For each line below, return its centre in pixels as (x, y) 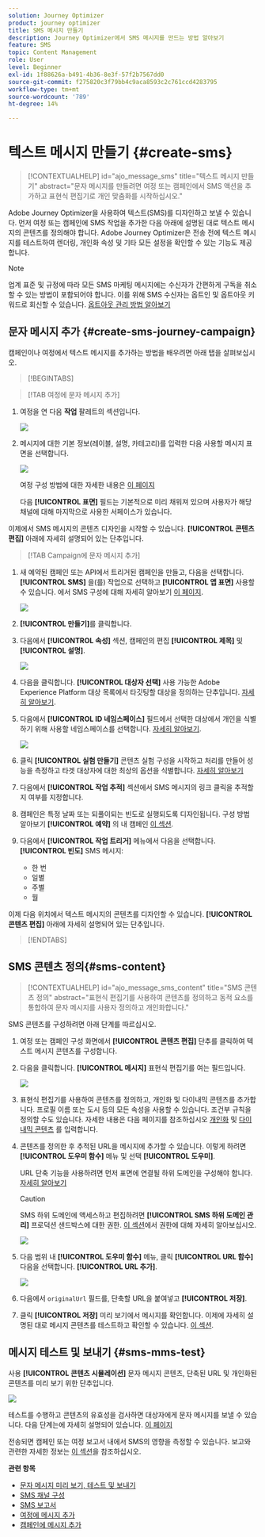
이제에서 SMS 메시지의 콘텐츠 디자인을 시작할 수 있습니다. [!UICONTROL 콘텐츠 (131, 528)
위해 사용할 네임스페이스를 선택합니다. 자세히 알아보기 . (118, 728)
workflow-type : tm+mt (44, 89)
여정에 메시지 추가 (47, 1515)
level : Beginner (35, 67)
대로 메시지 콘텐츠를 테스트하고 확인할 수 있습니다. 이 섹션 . (124, 1324)
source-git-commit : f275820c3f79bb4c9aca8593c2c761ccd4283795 (113, 82)
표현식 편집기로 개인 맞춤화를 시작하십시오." (116, 196)
